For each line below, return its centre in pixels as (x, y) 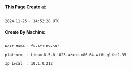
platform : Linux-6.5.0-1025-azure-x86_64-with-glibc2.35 (66, 55)
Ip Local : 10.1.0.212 (29, 64)
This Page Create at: (26, 7)
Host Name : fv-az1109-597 (32, 46)
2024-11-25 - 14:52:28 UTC (32, 21)
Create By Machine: (25, 32)
